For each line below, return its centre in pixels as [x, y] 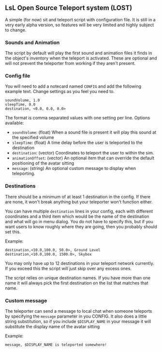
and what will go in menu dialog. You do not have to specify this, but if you [79, 221]
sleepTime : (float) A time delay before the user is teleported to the [77, 143]
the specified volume [33, 138]
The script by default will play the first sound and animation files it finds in [79, 53]
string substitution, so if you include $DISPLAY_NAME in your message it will [78, 321]
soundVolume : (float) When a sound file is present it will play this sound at [84, 132]
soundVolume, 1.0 [22, 100]
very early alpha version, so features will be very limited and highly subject [80, 25]
